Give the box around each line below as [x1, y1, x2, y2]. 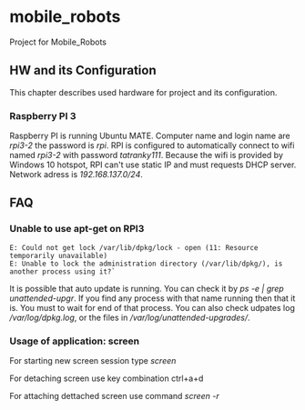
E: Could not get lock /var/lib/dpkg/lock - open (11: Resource [9, 243, 259, 252]
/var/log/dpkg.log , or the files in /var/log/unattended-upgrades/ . [9, 312, 250, 323]
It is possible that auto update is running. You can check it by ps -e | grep [9, 283, 284, 294]
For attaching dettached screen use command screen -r [9, 391, 220, 402]
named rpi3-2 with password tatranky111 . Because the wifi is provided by [9, 150, 284, 161]
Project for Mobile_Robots [9, 36, 107, 47]
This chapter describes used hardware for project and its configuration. [9, 86, 278, 97]
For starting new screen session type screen [9, 355, 177, 366]
